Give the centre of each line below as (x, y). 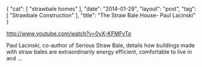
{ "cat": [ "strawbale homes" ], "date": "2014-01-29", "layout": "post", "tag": (101, 9)
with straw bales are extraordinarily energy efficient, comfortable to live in (99, 52)
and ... (14, 58)
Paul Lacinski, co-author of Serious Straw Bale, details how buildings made (101, 45)
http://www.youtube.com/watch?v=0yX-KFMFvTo (69, 33)
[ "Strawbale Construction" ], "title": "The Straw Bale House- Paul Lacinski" (101, 15)
